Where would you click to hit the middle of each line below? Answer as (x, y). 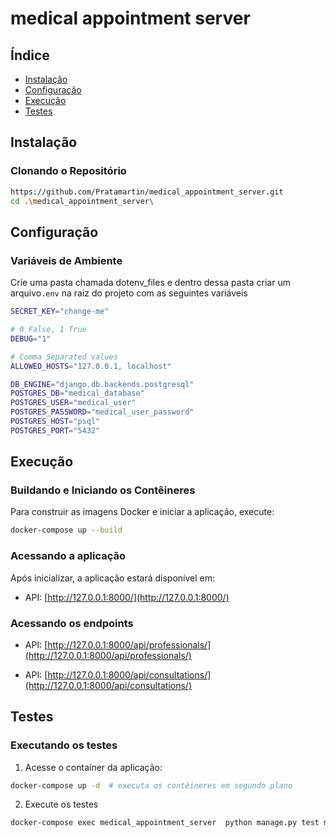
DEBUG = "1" (31, 338)
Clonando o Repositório (68, 171)
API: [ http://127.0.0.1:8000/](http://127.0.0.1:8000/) (127, 597)
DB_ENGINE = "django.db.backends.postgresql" (102, 384)
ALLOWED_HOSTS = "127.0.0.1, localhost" (91, 366)
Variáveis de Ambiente (66, 260)
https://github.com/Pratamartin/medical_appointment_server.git (147, 192)
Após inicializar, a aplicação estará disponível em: (112, 578)
